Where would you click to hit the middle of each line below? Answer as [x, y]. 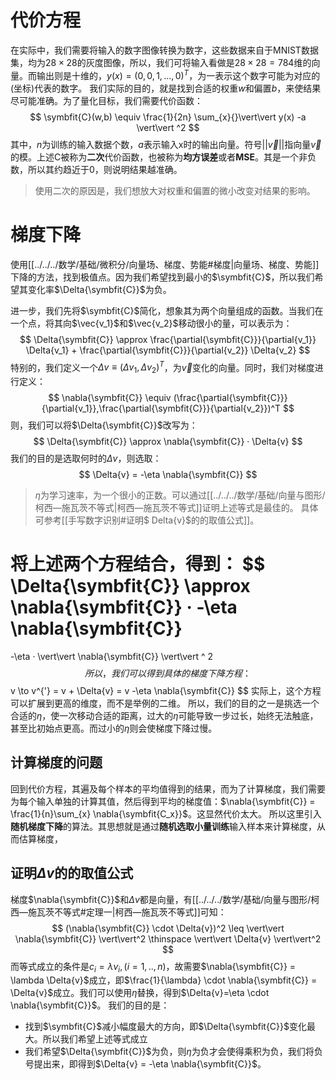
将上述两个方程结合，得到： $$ [138, 564]
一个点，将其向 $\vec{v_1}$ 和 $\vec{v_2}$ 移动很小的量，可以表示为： [151, 323]
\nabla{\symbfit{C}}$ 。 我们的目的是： [90, 1005]
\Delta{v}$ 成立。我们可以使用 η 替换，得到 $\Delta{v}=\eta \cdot [140, 993]
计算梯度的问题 [56, 762]
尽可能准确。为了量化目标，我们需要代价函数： [106, 100]
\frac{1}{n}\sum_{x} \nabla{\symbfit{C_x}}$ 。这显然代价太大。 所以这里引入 [166, 813]
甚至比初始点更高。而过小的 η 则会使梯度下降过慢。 [114, 728]
